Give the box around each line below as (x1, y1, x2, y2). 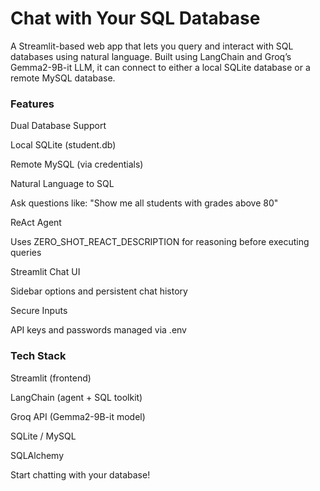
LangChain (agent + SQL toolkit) (10, 391, 143, 403)
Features (10, 97, 55, 111)
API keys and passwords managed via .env (10, 324, 187, 336)
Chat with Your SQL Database (10, 7, 261, 30)
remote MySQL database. (10, 72, 116, 84)
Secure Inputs (10, 305, 68, 317)
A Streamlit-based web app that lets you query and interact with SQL (10, 40, 294, 52)
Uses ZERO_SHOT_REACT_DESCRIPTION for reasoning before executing (10, 236, 310, 248)
